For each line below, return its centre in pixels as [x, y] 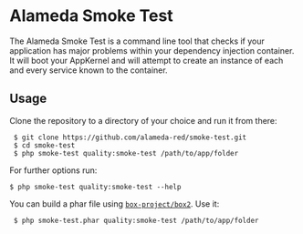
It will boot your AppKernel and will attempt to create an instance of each [146, 60]
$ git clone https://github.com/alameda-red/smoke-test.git [130, 137]
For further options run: [53, 170]
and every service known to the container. [89, 70]
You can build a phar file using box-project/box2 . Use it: [115, 203]
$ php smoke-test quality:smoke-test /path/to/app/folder [126, 153]
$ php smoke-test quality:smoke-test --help [95, 187]
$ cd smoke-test [44, 145]
